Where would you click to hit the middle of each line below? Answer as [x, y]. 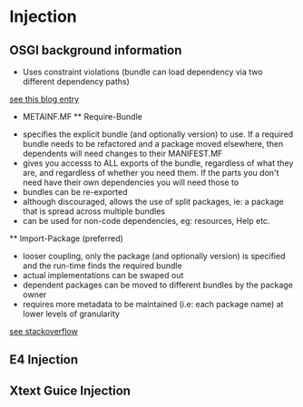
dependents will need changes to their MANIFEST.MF [122, 153]
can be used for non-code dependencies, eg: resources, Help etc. [146, 221]
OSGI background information [96, 50]
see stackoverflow [44, 331]
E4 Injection [44, 360]
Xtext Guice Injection [70, 390]
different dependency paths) [76, 82]
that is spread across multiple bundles [94, 211]
